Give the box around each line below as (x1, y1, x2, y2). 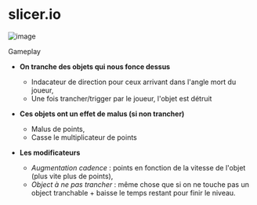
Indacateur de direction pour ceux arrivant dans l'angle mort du (31, 77, 237, 86)
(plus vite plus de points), (31, 171, 114, 181)
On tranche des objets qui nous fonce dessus (19, 61, 171, 71)
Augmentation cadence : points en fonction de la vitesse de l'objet (31, 163, 246, 172)
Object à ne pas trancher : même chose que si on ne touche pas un (31, 179, 249, 189)
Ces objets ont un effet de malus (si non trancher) (19, 108, 185, 119)
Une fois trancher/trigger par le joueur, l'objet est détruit (31, 93, 212, 103)
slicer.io (8, 5, 61, 24)
